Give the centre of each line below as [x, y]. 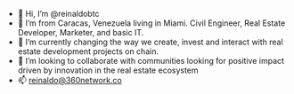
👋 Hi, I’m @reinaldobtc [58, 14]
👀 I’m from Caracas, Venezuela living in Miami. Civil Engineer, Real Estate [151, 23]
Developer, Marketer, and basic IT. [81, 32]
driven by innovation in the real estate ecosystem [108, 70]
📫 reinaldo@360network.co [69, 80]
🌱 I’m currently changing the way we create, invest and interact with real [150, 42]
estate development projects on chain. [88, 51]
